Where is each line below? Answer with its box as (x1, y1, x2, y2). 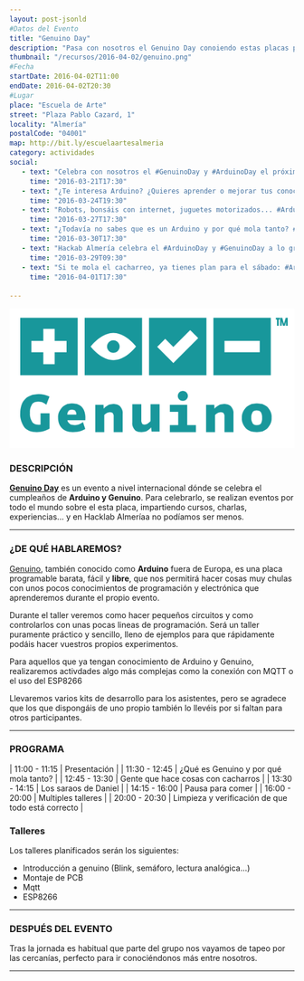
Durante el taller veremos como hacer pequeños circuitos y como (9, 609, 253, 620)
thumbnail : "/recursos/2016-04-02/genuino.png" (9, 52, 193, 62)
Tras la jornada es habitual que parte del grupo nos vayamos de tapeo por (9, 943, 286, 954)
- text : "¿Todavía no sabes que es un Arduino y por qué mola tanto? (21, 224, 290, 234)
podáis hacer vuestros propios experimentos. (9, 638, 179, 649)
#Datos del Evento (9, 24, 79, 33)
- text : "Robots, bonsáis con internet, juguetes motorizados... (21, 205, 273, 214)
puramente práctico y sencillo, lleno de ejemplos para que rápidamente (9, 629, 275, 640)
